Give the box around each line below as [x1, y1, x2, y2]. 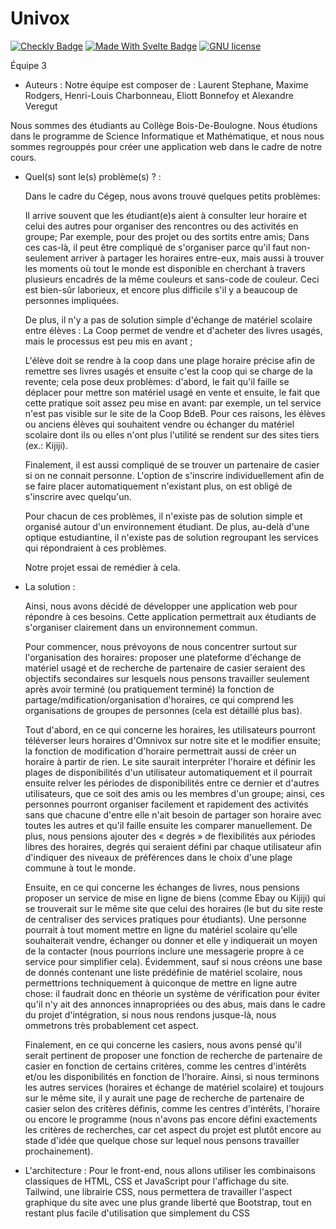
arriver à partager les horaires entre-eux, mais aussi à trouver [70, 252, 325, 264]
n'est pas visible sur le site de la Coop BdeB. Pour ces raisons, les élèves [24, 407, 326, 419]
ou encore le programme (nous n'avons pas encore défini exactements [24, 1113, 318, 1125]
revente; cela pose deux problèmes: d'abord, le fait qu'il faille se [24, 375, 290, 387]
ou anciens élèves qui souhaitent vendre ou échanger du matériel [24, 418, 295, 430]
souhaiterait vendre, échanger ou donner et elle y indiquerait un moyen [24, 934, 318, 946]
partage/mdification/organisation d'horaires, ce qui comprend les [24, 693, 294, 706]
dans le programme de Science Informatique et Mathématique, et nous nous [10, 130, 325, 142]
